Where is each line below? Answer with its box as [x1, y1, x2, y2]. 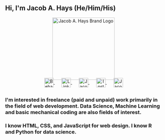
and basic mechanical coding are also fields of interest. [5, 109, 142, 116]
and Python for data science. [5, 128, 77, 135]
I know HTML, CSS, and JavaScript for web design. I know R [5, 122, 152, 129]
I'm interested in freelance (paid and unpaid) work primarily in [5, 96, 158, 103]
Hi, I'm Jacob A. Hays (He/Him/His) [5, 4, 116, 12]
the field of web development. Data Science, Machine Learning [5, 102, 160, 109]
